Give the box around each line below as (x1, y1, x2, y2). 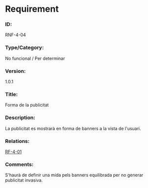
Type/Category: (5, 44, 44, 51)
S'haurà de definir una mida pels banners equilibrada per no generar (5, 172, 144, 178)
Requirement (5, 3, 59, 15)
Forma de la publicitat (5, 102, 49, 108)
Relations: (5, 138, 30, 144)
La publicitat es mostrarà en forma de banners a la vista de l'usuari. (5, 125, 141, 131)
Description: (5, 114, 35, 121)
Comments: (5, 161, 34, 167)
